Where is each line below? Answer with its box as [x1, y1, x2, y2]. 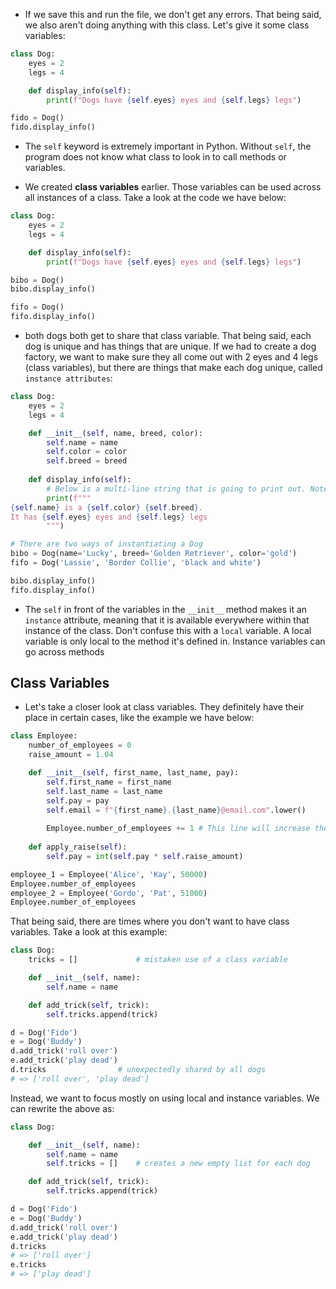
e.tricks [10, 1260, 47, 1270]
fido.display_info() [10, 122, 97, 133]
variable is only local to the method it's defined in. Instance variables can [24, 635, 326, 647]
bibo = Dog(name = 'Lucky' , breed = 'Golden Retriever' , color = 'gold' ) [10, 549, 298, 559]
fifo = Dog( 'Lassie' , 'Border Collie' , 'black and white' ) [10, 558, 262, 568]
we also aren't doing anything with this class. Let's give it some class [24, 19, 310, 31]
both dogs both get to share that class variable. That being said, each [24, 330, 312, 341]
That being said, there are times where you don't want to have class [10, 915, 290, 928]
